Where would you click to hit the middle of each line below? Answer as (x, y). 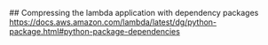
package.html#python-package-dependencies (95, 31)
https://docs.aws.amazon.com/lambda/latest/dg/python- (113, 22)
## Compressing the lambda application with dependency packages (134, 13)
